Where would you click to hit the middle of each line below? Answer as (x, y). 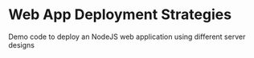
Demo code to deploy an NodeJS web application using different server (127, 37)
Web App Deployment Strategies (120, 15)
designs (21, 44)
